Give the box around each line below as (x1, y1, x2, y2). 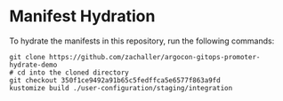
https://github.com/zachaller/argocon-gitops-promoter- (48, 52, 261, 61)
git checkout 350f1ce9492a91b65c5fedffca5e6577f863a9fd (9, 75, 221, 85)
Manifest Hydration (9, 6, 156, 27)
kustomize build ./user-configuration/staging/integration (9, 83, 233, 92)
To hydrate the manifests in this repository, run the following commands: (9, 35, 275, 46)
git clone (9, 52, 46, 61)
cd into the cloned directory (17, 68, 129, 77)
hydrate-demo (9, 60, 58, 69)
